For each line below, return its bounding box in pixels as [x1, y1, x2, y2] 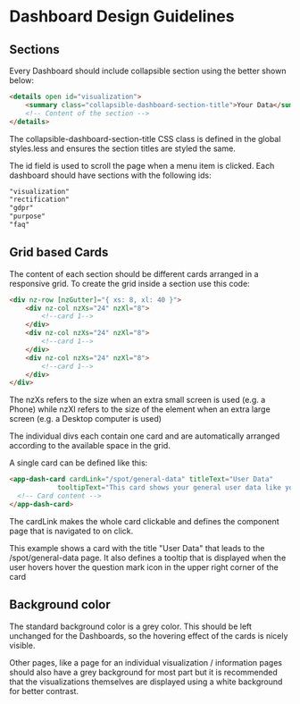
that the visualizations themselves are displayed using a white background [9, 676, 283, 687]
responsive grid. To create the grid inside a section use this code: [9, 278, 250, 289]
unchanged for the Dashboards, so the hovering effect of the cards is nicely [9, 630, 288, 641]
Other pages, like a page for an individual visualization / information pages [9, 657, 283, 667]
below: [9, 75, 34, 86]
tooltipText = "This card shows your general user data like [56, 483, 281, 492]
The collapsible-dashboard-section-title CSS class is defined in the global [9, 133, 281, 144]
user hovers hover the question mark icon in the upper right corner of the [9, 561, 279, 573]
